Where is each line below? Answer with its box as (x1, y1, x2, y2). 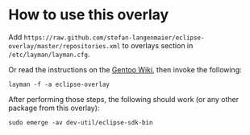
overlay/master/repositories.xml (8, 42, 121, 50)
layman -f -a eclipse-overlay (8, 80, 110, 88)
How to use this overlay (8, 6, 169, 24)
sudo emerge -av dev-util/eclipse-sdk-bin (8, 118, 153, 126)
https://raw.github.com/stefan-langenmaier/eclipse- (23, 34, 205, 42)
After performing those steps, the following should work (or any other (8, 94, 240, 104)
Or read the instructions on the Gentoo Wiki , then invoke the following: (8, 64, 242, 74)
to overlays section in (122, 40, 194, 50)
